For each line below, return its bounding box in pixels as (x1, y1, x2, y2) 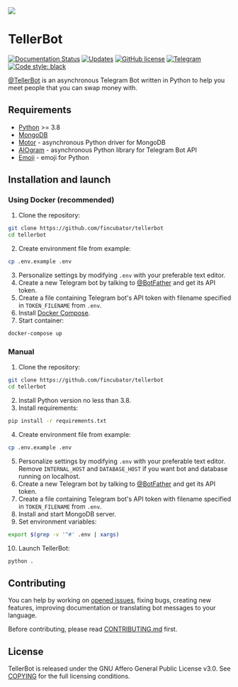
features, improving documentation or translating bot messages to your (8, 604, 216, 612)
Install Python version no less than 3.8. (18, 396, 132, 404)
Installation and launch (8, 174, 111, 186)
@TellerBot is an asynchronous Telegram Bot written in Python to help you (8, 75, 225, 85)
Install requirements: (18, 404, 79, 412)
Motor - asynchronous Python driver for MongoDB (18, 138, 166, 146)
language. (8, 611, 38, 620)
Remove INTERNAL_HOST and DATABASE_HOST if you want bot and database (18, 464, 228, 472)
